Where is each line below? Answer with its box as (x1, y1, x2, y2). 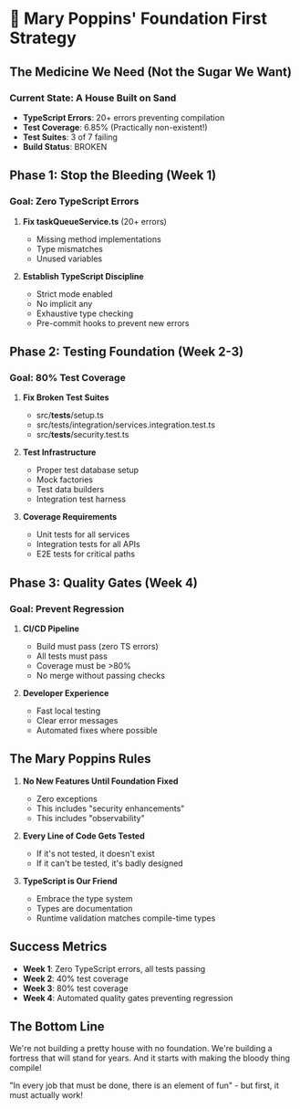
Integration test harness (36, 493, 126, 505)
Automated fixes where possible (36, 724, 158, 735)
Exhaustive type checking (36, 308, 134, 319)
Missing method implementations (36, 233, 161, 245)
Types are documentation (36, 903, 133, 914)
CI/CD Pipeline (22, 623, 79, 634)
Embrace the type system (36, 892, 133, 903)
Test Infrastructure (22, 447, 97, 458)
